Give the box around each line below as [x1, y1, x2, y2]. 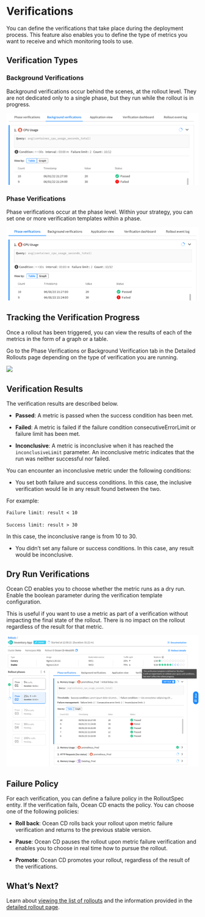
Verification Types [6, 55, 78, 65]
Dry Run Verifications [6, 569, 90, 579]
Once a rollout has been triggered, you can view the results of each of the [6, 329, 192, 336]
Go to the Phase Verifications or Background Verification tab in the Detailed [6, 347, 196, 354]
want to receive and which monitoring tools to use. [6, 37, 134, 45]
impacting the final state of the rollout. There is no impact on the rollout [6, 616, 185, 624]
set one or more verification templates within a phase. [6, 215, 142, 222]
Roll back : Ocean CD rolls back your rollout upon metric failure [15, 820, 173, 827]
